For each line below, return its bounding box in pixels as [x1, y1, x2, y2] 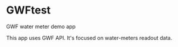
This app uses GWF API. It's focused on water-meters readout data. [6, 34, 173, 41]
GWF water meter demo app [6, 23, 76, 30]
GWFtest [6, 4, 51, 17]
